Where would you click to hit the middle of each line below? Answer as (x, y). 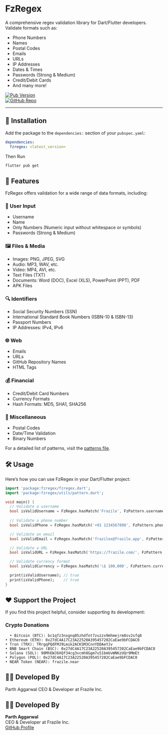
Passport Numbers (32, 322)
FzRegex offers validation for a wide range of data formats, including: (76, 193)
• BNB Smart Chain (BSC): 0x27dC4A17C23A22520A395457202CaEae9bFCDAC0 (80, 648)
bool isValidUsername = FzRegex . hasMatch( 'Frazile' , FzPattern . (78, 511)
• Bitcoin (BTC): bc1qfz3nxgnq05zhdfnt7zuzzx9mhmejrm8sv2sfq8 (76, 635)
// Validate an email (32, 534)
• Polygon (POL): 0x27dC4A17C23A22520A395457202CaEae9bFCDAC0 (71, 657)
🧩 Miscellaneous (26, 417)
